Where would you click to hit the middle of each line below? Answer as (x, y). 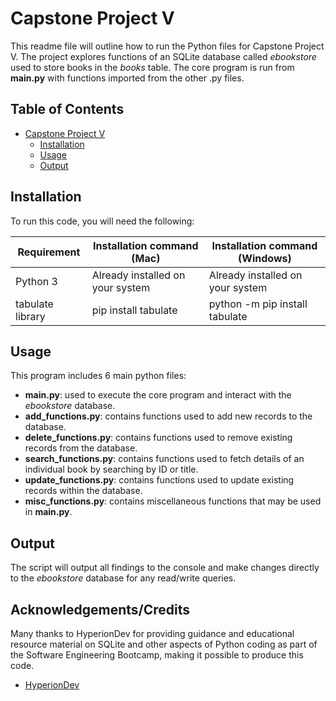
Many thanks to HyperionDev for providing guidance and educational (152, 633)
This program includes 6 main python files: (98, 376)
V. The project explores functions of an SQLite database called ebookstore (163, 56)
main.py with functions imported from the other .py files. (127, 78)
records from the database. (81, 448)
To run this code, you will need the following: (102, 221)
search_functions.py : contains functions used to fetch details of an (164, 459)
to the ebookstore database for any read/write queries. (123, 578)
